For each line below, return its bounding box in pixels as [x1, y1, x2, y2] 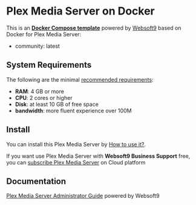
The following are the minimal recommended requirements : [6, 76, 154, 83]
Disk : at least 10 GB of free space [15, 100, 99, 108]
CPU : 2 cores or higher [15, 94, 73, 101]
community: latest [15, 42, 60, 50]
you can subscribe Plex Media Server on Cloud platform [6, 158, 146, 166]
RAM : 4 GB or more [15, 88, 65, 95]
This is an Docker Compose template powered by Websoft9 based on [6, 24, 181, 31]
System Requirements [6, 60, 92, 70]
